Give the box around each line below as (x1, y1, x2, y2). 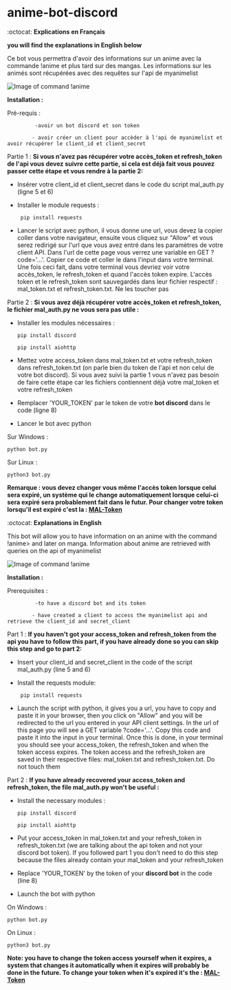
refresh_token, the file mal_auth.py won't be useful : (7, 783, 159, 791)
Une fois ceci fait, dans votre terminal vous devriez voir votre (16, 263, 190, 271)
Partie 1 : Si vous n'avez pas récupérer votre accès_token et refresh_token (7, 152, 222, 160)
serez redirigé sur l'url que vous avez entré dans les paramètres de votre (16, 241, 223, 249)
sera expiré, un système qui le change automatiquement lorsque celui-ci (7, 491, 219, 499)
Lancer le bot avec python (16, 419, 91, 427)
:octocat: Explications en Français (7, 28, 105, 36)
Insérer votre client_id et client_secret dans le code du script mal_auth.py (16, 180, 224, 189)
